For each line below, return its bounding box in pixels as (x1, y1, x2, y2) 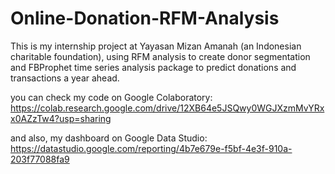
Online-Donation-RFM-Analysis (10, 7, 280, 30)
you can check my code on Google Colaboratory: (10, 91, 213, 103)
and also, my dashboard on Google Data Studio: (10, 132, 208, 144)
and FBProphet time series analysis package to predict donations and (10, 61, 297, 73)
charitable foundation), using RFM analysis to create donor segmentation (10, 50, 311, 62)
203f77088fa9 (10, 153, 70, 165)
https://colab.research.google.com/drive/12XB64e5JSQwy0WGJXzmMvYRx (10, 102, 325, 114)
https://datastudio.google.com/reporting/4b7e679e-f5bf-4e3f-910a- (10, 142, 293, 154)
